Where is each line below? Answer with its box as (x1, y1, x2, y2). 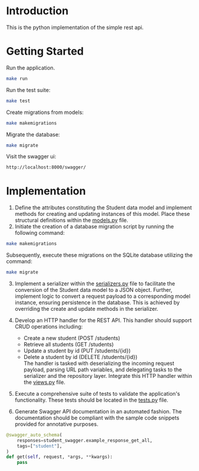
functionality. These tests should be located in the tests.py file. (14, 396, 169, 403)
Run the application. (6, 64, 55, 71)
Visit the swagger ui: (6, 153, 56, 160)
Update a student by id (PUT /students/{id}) (23, 347, 131, 354)
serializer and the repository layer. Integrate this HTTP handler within (23, 372, 192, 379)
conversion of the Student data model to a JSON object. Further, (14, 286, 172, 293)
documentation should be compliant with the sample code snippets (14, 414, 179, 421)
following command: (14, 230, 65, 237)
